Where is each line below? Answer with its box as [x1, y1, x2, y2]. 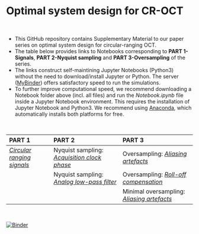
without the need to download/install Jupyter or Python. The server [14, 73, 179, 80]
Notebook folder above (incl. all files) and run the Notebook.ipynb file [14, 92, 184, 99]
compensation [122, 177, 163, 186]
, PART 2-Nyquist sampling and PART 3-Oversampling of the [33, 54, 185, 61]
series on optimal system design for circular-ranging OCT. [14, 41, 157, 48]
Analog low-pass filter [53, 177, 117, 186]
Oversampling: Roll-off [122, 170, 187, 178]
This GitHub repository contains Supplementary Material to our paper [14, 35, 184, 42]
